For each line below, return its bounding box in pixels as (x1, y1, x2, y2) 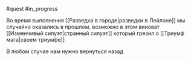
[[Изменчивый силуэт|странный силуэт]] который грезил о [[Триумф (6, 30, 184, 37)
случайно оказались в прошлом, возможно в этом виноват (6, 24, 160, 30)
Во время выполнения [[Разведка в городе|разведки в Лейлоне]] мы (6, 17, 186, 24)
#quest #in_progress (6, 5, 58, 12)
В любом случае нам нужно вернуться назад (6, 48, 124, 55)
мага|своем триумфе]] (6, 36, 65, 43)
